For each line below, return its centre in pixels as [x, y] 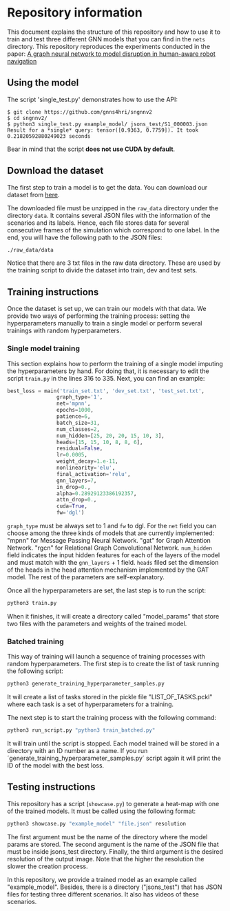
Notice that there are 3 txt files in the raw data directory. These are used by [114, 263]
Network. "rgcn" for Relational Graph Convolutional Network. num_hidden [109, 548]
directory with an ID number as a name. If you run [77, 750]
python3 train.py [32, 603]
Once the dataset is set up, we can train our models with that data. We [107, 309]
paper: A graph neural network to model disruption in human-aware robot [111, 54]
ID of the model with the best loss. [56, 765]
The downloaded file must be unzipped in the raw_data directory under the [113, 208]
